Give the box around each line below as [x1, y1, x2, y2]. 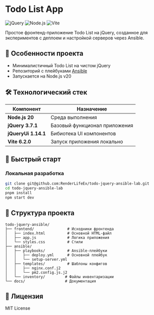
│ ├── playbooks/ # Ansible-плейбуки [5, 248, 107, 253]
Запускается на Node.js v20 [12, 73, 72, 79]
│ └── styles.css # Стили [5, 239, 83, 244]
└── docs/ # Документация [5, 279, 97, 284]
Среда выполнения [50, 113, 98, 120]
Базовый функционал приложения [50, 122, 134, 129]
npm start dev [5, 195, 35, 200]
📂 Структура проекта [5, 209, 75, 217]
